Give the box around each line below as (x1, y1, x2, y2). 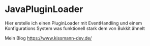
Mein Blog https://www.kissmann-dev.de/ (5, 35, 92, 41)
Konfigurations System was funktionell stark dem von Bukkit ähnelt (5, 25, 145, 31)
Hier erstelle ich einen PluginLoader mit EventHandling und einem (5, 20, 142, 26)
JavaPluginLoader (5, 3, 83, 15)
